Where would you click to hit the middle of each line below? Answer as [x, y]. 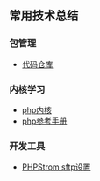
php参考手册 [44, 121]
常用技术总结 [44, 16]
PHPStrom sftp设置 [56, 167]
